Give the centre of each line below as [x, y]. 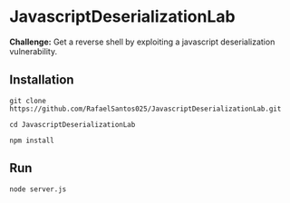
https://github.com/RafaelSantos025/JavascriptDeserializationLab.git [145, 109]
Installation [42, 80]
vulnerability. [33, 51]
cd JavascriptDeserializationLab [72, 124]
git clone [28, 101]
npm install [32, 140]
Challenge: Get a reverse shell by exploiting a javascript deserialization [142, 42]
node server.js [38, 189]
